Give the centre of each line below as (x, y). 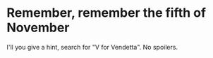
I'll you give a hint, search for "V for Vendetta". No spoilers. (92, 47)
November (38, 28)
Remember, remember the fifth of (106, 13)
